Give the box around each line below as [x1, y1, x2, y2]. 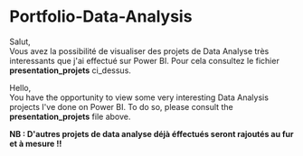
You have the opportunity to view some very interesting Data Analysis [9, 92, 270, 103]
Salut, [9, 36, 32, 47]
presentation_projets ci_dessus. [9, 65, 131, 76]
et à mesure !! [9, 138, 62, 149]
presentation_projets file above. [9, 111, 131, 122]
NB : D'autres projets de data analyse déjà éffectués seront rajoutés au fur [9, 128, 294, 139]
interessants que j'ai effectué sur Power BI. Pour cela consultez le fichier [9, 55, 280, 66]
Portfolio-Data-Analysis [9, 6, 193, 27]
